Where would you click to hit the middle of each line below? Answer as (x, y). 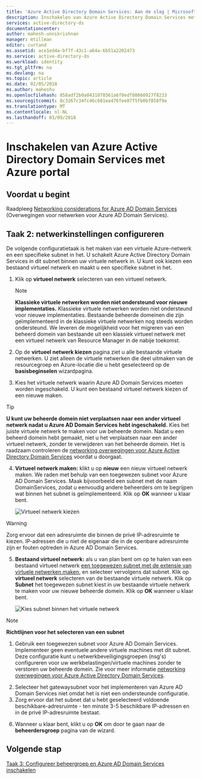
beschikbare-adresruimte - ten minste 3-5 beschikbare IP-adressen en (102, 706)
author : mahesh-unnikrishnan (42, 34)
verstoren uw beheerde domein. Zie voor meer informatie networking (100, 669)
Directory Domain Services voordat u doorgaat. (64, 457)
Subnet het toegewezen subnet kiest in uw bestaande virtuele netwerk (102, 585)
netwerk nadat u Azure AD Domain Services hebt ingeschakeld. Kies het (98, 425)
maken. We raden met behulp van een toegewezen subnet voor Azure (101, 475)
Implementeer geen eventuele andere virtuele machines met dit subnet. (103, 650)
